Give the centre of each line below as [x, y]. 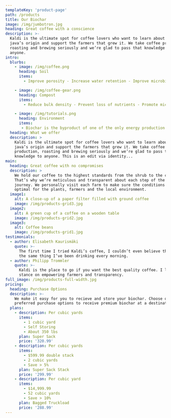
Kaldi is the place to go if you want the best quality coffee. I [91, 270]
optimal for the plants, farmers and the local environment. [80, 190]
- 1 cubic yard [40, 322]
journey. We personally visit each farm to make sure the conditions [90, 185]
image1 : [18, 194]
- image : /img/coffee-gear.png [48, 90]
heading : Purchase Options [38, 289]
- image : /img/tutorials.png [45, 114]
